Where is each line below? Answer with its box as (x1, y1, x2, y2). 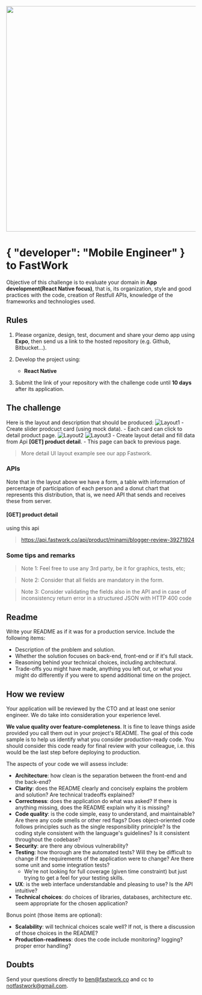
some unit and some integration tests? (14, 861, 110, 869)
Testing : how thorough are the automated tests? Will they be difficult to (14, 848, 192, 855)
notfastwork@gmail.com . (6, 982, 69, 989)
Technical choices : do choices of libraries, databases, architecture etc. (14, 893, 192, 901)
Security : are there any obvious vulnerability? (14, 842, 129, 849)
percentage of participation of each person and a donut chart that (6, 484, 170, 491)
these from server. (6, 497, 52, 505)
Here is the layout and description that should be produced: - (6, 419, 185, 426)
